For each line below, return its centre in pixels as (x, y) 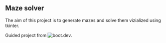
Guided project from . (39, 35)
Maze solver (25, 8)
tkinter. (12, 25)
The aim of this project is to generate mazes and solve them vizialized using (83, 20)
